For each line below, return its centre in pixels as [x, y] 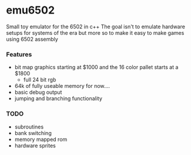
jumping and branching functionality [58, 98]
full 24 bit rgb [40, 80]
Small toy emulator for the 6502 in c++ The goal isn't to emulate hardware [95, 27]
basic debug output [38, 93]
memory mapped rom [41, 139]
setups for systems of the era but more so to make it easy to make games [95, 32]
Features [19, 54]
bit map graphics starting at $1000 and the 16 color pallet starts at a [96, 67]
